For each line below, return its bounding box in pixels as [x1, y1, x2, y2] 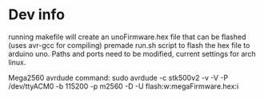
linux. [8, 57, 26, 67]
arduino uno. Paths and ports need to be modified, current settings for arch [8, 49, 256, 58]
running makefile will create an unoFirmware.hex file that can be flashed [8, 32, 246, 42]
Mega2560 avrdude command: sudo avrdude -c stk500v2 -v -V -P [8, 73, 229, 82]
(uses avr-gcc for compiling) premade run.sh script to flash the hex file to [8, 40, 250, 49]
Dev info [8, 6, 66, 24]
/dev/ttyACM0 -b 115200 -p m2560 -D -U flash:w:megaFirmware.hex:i [8, 81, 239, 91]
